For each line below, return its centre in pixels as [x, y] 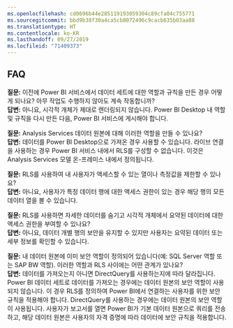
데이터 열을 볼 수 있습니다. [43, 200]
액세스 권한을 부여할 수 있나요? [49, 223]
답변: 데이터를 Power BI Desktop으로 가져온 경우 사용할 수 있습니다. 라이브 [109, 142]
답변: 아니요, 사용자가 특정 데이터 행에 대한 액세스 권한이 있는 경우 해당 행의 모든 [116, 191]
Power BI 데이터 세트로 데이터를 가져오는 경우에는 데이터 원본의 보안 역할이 [109, 282]
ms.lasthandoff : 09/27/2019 [48, 40]
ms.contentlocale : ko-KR [43, 33]
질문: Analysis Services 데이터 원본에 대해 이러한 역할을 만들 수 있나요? [105, 133]
